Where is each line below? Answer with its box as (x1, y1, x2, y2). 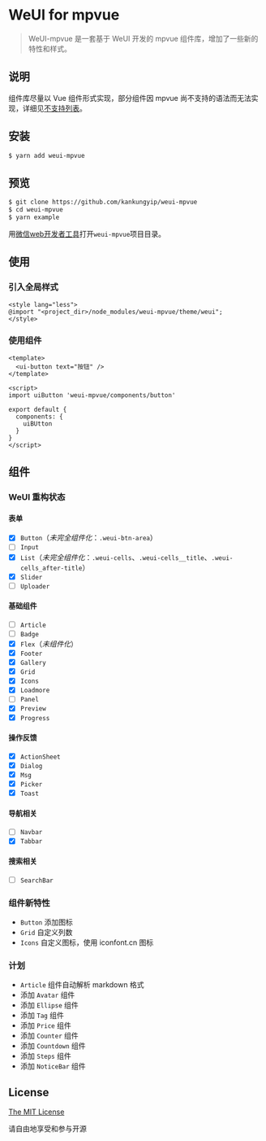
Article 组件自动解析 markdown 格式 (19, 980, 144, 990)
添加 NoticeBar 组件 (19, 1061, 87, 1071)
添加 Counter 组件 (19, 1031, 79, 1041)
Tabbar (19, 837, 43, 846)
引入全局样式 (8, 282, 59, 293)
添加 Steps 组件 (19, 1051, 71, 1061)
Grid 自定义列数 (19, 927, 73, 937)
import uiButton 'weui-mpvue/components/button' (8, 391, 176, 400)
